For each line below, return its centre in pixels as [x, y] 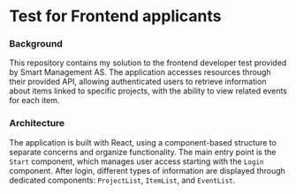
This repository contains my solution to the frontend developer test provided [148, 63]
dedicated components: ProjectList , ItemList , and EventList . [122, 180]
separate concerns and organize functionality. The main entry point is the [143, 152]
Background [36, 44]
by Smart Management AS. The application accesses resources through [140, 72]
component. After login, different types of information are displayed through [147, 170]
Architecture [37, 123]
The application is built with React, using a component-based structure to [143, 142]
